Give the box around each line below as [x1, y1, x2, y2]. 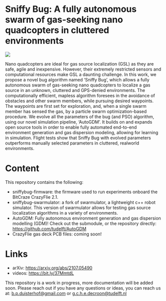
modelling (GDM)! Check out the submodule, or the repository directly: [12, 220, 157, 226]
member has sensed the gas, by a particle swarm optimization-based [5, 108, 147, 114]
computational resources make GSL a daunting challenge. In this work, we [5, 71, 157, 77]
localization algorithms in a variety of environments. [12, 210, 118, 216]
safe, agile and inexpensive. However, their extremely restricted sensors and [5, 66, 162, 72]
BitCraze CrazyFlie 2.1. [12, 194, 58, 200]
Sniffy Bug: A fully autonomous [5, 3, 137, 15]
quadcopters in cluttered [5, 25, 110, 36]
